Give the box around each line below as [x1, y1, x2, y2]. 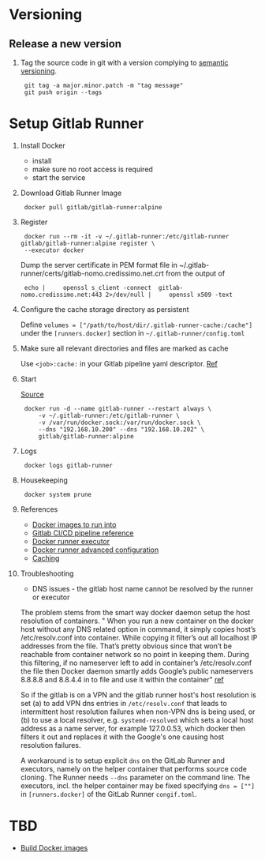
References [20, 504, 58, 514]
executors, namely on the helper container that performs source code [20, 764, 248, 773]
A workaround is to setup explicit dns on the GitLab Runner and [20, 756, 226, 765]
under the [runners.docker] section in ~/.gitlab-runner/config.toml [20, 328, 245, 337]
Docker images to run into [32, 520, 117, 529]
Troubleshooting [20, 569, 74, 578]
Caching [32, 553, 60, 562]
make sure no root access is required [32, 164, 153, 174]
